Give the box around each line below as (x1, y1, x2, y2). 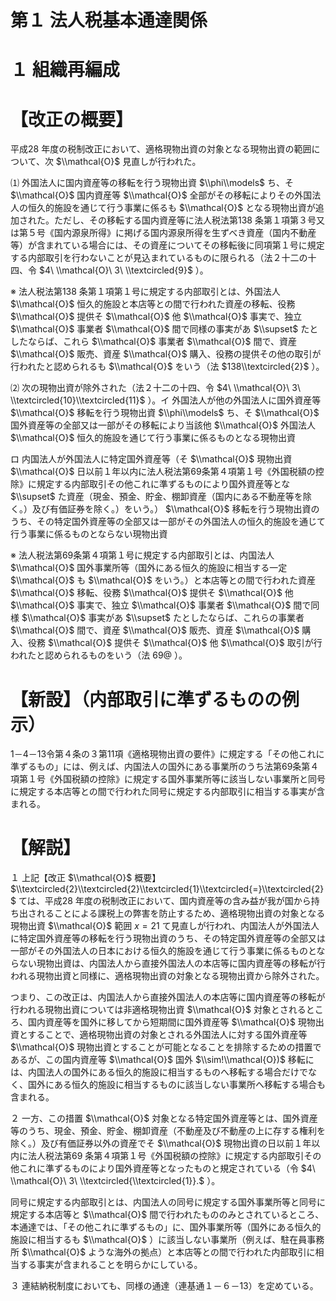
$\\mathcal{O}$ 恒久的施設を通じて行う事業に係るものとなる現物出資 (10, 432, 296, 444)
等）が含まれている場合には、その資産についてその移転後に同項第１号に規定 (10, 239, 325, 251)
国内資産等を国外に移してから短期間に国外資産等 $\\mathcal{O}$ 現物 (27, 1016, 316, 1028)
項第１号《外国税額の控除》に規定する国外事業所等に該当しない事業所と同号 (10, 773, 326, 785)
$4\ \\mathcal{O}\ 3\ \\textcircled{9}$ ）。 (38, 264, 209, 276)
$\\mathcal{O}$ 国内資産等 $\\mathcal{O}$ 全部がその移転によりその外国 (10, 189, 313, 201)
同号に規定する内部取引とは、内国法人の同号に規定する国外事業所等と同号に (10, 1196, 326, 1208)
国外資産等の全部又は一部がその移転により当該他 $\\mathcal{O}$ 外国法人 (10, 419, 316, 431)
